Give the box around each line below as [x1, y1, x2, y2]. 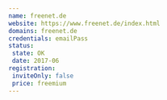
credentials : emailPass [8, 34, 89, 43]
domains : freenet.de [8, 27, 78, 35]
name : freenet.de [8, 11, 67, 20]
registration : [8, 65, 56, 73]
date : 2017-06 [11, 57, 60, 65]
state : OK [11, 49, 45, 57]
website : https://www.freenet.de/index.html [8, 19, 161, 27]
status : [8, 42, 35, 50]
